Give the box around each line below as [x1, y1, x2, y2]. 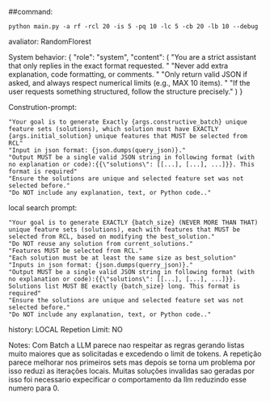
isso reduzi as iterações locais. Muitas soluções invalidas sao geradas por [8, 366, 255, 375]
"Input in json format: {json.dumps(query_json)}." [8, 146, 186, 154]
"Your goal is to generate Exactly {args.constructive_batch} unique [8, 118, 248, 126]
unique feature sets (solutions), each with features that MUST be [8, 226, 241, 234]
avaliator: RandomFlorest [8, 36, 91, 46]
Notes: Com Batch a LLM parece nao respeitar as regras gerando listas [8, 340, 245, 350]
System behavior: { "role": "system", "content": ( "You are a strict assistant [8, 53, 257, 61]
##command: [8, 7, 53, 16]
